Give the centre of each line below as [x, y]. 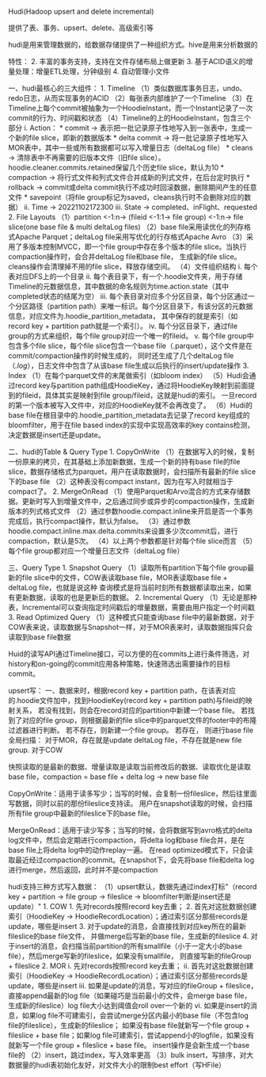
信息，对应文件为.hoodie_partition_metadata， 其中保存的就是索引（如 [123, 316]
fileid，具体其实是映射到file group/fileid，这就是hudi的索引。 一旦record [139, 395]
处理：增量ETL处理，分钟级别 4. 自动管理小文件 [92, 71]
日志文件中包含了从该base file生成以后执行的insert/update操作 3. [143, 365]
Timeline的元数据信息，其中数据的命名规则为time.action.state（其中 [119, 286]
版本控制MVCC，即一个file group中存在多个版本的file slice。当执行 [138, 246]
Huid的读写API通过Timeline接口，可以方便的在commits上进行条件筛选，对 [129, 654]
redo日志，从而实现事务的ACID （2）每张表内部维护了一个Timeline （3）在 [131, 98]
